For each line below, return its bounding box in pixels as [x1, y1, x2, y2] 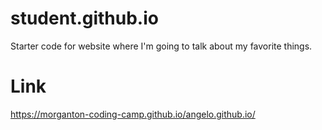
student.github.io [10, 7, 159, 30]
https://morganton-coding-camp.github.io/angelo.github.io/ [10, 108, 256, 120]
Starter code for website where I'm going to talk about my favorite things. [10, 40, 313, 52]
